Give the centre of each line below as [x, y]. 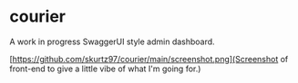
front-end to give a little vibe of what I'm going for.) [105, 69]
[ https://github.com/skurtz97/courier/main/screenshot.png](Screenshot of [149, 59]
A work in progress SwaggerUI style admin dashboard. [113, 41]
